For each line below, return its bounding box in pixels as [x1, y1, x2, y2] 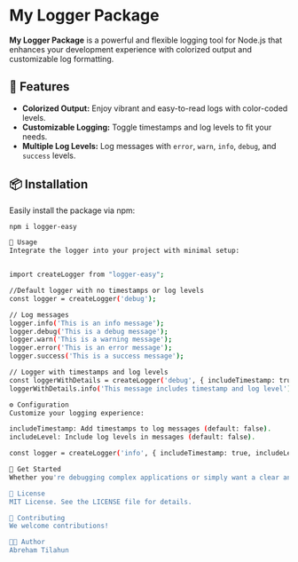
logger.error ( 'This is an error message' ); [9, 344, 173, 352]
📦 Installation [9, 177, 89, 192]
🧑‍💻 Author [9, 538, 46, 547]
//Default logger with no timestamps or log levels [9, 286, 204, 296]
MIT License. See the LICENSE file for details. [9, 497, 192, 506]
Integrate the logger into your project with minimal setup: [9, 246, 240, 256]
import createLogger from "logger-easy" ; [9, 270, 165, 280]
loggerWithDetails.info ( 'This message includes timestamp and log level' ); [9, 384, 295, 393]
